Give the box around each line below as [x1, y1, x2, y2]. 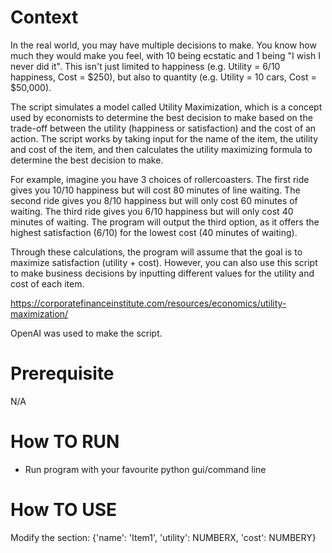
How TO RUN [10, 431, 120, 453]
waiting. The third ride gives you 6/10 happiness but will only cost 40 [10, 205, 294, 217]
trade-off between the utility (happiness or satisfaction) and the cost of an [10, 122, 317, 134]
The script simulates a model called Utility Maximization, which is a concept [10, 101, 323, 113]
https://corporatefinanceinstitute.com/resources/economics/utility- [10, 297, 287, 309]
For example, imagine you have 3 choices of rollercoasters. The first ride [10, 173, 310, 185]
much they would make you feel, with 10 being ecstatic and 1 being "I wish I [10, 49, 321, 61]
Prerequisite [10, 362, 115, 385]
